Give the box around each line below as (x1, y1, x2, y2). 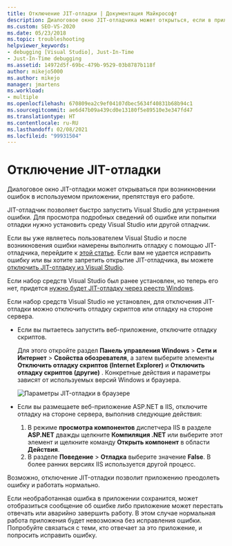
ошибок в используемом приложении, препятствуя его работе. (7, 192, 195, 201)
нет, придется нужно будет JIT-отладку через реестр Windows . (7, 284, 195, 293)
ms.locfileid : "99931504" (7, 132, 81, 139)
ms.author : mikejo (7, 74, 60, 82)
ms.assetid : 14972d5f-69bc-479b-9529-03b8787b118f (7, 62, 156, 69)
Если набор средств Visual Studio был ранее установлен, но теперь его (7, 277, 219, 285)
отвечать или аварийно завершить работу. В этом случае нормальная (7, 509, 216, 518)
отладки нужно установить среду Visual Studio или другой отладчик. (7, 221, 211, 229)
